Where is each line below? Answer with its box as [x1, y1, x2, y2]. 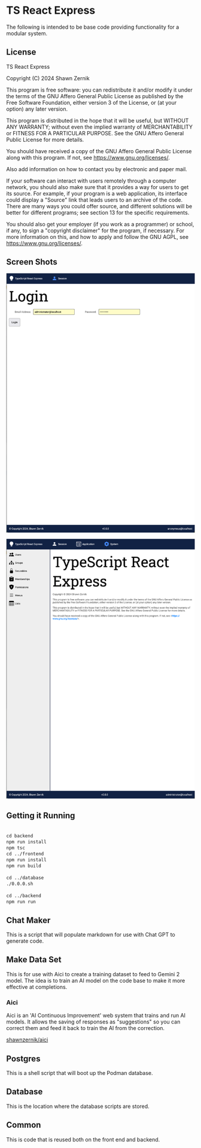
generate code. [6, 937, 44, 944]
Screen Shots [6, 257, 58, 267]
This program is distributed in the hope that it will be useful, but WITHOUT [6, 117, 189, 124]
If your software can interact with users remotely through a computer [6, 177, 176, 184]
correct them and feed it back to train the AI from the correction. [6, 1025, 165, 1032]
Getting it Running [6, 810, 75, 821]
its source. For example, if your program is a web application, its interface [6, 190, 188, 197]
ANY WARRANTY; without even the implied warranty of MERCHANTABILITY [6, 123, 193, 130]
